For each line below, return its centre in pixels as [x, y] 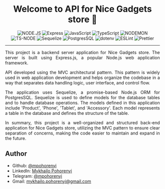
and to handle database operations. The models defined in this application [82, 103]
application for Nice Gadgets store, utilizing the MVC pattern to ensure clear [82, 128]
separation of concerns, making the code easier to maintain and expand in [82, 133]
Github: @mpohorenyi [34, 165]
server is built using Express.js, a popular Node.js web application [82, 57]
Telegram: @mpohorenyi [37, 176]
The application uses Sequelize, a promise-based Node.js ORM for [82, 92]
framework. [17, 63]
